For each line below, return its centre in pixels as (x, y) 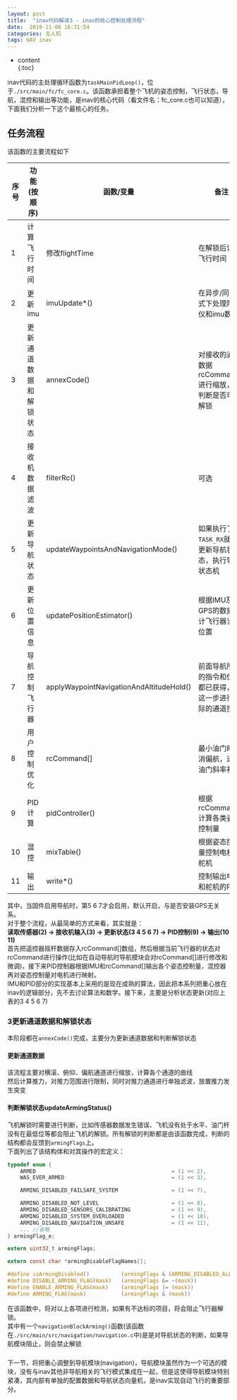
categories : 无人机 (34, 34)
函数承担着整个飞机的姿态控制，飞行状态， (160, 91)
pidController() (71, 813)
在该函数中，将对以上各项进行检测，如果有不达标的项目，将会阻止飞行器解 (115, 1308)
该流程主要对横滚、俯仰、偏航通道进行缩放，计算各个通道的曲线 (100, 1072)
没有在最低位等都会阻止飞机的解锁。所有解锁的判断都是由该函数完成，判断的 (119, 1133)
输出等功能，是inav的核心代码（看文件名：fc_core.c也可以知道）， (133, 100)
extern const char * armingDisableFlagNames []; (77, 1262)
